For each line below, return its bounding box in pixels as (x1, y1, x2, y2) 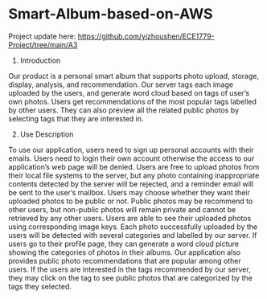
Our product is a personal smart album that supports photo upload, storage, (8, 71, 260, 80)
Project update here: (8, 31, 76, 41)
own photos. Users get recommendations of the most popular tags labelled (8, 96, 257, 106)
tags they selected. (8, 281, 72, 291)
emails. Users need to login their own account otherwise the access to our (8, 154, 255, 163)
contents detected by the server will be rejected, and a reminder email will (8, 178, 254, 189)
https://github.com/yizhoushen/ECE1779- (77, 31, 215, 41)
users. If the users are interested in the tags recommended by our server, (8, 264, 251, 274)
